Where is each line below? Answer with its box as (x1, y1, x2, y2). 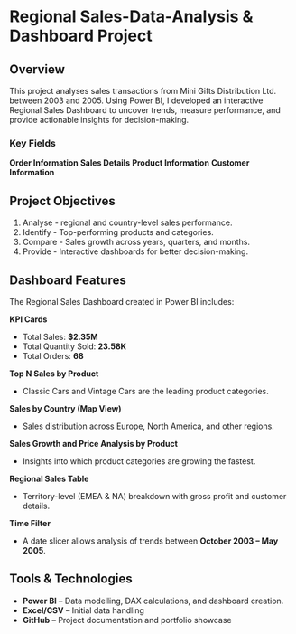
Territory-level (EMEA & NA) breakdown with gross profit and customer (22, 490, 287, 501)
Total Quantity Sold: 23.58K (22, 341, 127, 352)
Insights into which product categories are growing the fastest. (22, 455, 256, 467)
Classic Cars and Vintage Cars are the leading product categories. (22, 385, 269, 396)
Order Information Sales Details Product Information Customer (9, 157, 250, 168)
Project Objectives (9, 193, 116, 209)
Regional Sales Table (9, 473, 89, 484)
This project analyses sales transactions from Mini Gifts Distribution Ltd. (9, 86, 277, 96)
